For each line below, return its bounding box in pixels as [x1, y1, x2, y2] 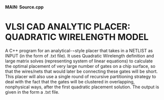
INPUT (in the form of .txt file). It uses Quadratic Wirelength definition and [5, 53, 154, 59]
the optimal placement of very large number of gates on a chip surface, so [5, 63, 156, 69]
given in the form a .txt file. [5, 89, 60, 95]
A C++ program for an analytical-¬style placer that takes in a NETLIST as [5, 47, 153, 53]
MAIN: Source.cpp [5, 4, 44, 10]
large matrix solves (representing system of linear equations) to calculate [5, 58, 153, 64]
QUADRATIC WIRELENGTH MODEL [5, 32, 149, 43]
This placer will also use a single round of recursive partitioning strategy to [5, 73, 156, 80]
